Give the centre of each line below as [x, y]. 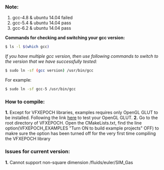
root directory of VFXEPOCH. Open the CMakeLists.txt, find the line [73, 123]
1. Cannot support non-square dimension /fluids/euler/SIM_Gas [69, 162]
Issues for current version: [38, 152]
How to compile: [25, 101]
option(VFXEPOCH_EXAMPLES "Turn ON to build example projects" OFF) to [82, 128]
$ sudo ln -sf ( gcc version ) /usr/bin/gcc [49, 71]
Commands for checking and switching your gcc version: [65, 38]
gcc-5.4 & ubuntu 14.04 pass [42, 23]
